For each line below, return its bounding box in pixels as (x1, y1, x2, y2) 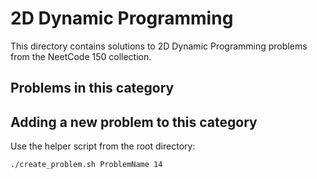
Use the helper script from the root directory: (10, 140, 196, 152)
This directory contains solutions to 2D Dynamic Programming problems (10, 40, 308, 52)
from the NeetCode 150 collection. (10, 50, 152, 62)
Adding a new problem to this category (10, 113, 258, 131)
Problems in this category (10, 80, 175, 97)
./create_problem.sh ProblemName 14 (10, 160, 163, 170)
